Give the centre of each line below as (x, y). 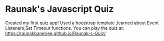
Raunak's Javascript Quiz (59, 9)
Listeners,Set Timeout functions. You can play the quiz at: (64, 28)
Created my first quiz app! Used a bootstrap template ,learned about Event (82, 23)
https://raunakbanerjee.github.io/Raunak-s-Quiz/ (55, 33)
